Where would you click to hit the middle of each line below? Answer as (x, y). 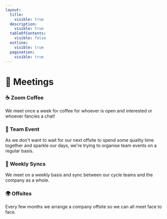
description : (23, 24)
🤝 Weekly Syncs (25, 164)
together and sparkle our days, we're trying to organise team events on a (81, 146)
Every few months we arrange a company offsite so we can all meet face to (84, 206)
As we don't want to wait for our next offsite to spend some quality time (79, 140)
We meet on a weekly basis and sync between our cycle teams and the (79, 175)
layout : (13, 10)
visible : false (30, 38)
